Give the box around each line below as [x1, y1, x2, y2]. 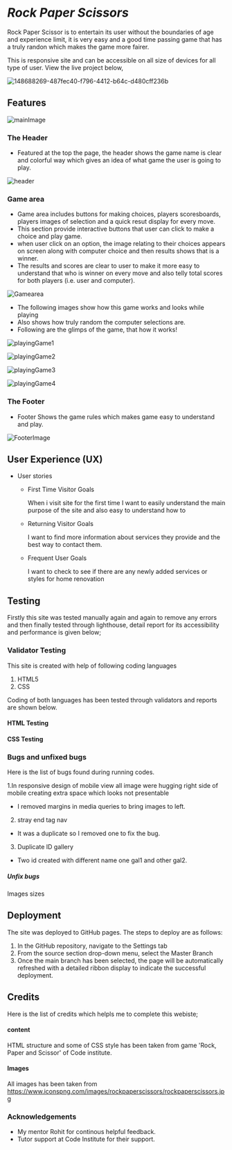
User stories [17, 472, 53, 480]
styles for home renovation [27, 575, 105, 583]
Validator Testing [7, 646, 66, 655]
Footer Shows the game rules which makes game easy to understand [17, 412, 215, 421]
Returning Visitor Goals [27, 520, 93, 528]
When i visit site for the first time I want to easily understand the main [27, 499, 226, 507]
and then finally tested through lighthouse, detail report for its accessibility [7, 621, 220, 630]
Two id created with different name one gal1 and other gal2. [17, 856, 188, 864]
